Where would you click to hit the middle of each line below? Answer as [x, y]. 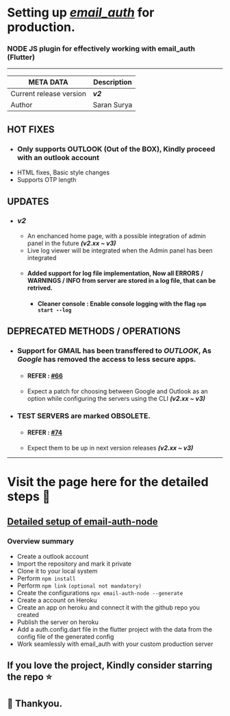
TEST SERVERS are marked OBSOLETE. [84, 416]
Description [113, 82]
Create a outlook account [53, 556]
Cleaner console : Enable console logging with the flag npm [122, 304]
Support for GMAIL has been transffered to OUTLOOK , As [114, 351]
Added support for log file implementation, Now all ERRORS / [115, 273]
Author [22, 105]
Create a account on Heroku [57, 600]
